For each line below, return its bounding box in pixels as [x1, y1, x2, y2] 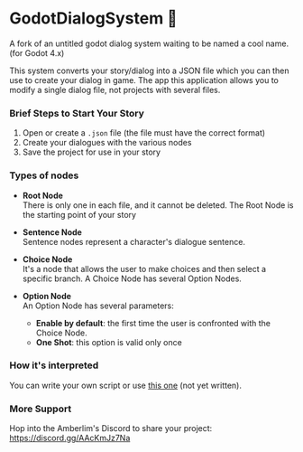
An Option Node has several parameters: [22, 300, 174, 311]
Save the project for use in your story [22, 146, 161, 157]
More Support [9, 402, 72, 415]
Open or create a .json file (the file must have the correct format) [22, 127, 266, 138]
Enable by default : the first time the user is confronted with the [35, 317, 271, 328]
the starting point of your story [22, 209, 137, 220]
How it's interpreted [9, 359, 99, 372]
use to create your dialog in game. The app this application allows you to [9, 74, 280, 85]
